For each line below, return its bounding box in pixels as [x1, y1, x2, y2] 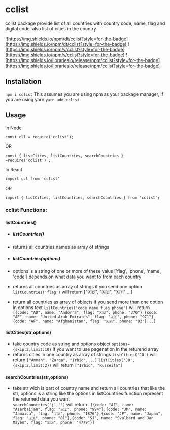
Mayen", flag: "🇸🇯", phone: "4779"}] [12, 420, 95, 425]
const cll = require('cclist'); [5, 134, 74, 139]
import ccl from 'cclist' [5, 176, 60, 181]
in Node [5, 125, 22, 131]
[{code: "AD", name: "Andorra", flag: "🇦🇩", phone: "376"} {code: [12, 310, 158, 315]
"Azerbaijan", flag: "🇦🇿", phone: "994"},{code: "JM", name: [12, 407, 147, 412]
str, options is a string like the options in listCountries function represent [12, 390, 163, 397]
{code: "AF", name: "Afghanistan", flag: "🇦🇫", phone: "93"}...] [12, 319, 156, 324]
